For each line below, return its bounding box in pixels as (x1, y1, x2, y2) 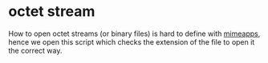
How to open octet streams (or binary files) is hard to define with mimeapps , (8, 29, 261, 38)
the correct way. (8, 45, 63, 55)
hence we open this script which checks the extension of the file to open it (8, 37, 255, 46)
